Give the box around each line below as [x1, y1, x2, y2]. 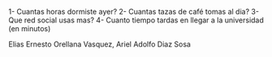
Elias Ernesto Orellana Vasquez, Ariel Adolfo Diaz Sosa [8, 39, 191, 49]
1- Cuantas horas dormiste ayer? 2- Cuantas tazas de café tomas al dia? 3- [8, 7, 260, 16]
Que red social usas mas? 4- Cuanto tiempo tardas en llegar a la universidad [8, 15, 264, 25]
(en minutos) [8, 24, 51, 33]
